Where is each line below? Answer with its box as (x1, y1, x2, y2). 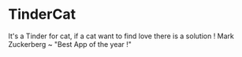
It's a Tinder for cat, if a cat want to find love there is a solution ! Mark (8, 31, 235, 41)
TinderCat (8, 5, 76, 23)
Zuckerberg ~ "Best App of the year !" (8, 39, 132, 48)
